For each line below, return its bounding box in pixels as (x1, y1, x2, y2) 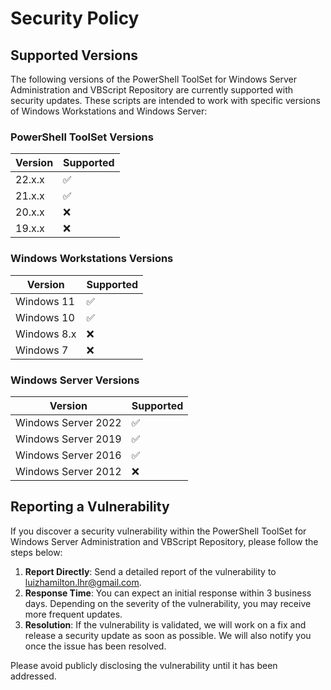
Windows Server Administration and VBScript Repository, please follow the (10, 535, 319, 547)
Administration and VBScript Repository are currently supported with (10, 84, 293, 96)
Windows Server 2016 (15, 448, 122, 462)
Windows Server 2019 (15, 432, 122, 446)
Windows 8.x (15, 327, 77, 341)
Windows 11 (15, 294, 75, 308)
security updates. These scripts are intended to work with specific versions (10, 95, 321, 106)
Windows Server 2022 (15, 415, 122, 429)
